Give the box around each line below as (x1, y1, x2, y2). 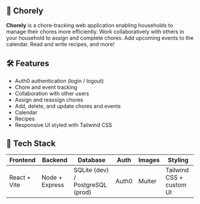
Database (77, 156, 106, 164)
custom (165, 181, 186, 189)
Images (138, 156, 160, 164)
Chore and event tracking (14, 84, 77, 91)
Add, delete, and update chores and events (14, 102, 121, 110)
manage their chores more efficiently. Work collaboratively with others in (6, 28, 185, 35)
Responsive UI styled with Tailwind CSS (14, 121, 112, 128)
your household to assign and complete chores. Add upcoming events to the (6, 34, 194, 42)
